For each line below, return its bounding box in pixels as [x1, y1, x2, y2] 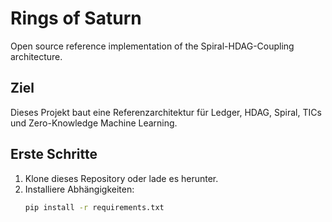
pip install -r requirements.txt [24, 202, 165, 212]
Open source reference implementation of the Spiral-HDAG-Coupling [10, 40, 295, 52]
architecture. [10, 50, 63, 62]
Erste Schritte [10, 146, 98, 163]
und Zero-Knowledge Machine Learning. [10, 117, 178, 129]
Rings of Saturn [10, 7, 142, 30]
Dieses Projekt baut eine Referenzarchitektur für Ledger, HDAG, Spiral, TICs [10, 106, 322, 118]
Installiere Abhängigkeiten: [24, 183, 135, 195]
